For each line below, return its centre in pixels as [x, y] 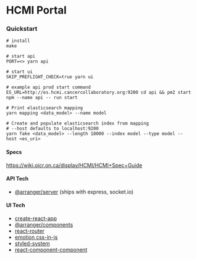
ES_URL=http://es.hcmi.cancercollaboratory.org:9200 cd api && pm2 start [99, 93]
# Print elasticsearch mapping [45, 108]
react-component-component [51, 250]
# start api [21, 57]
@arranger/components [44, 225]
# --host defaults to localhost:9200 [52, 129]
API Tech [17, 179]
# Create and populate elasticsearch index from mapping [78, 124]
